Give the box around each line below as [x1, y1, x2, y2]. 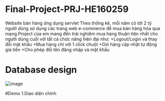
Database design [5, 64, 77, 75]
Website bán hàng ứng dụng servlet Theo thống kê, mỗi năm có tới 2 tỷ [5, 20, 152, 26]
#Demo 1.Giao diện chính [5, 90, 56, 96]
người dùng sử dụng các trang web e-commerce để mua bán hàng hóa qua [5, 25, 160, 31]
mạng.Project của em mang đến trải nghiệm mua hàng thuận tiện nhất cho [5, 30, 158, 36]
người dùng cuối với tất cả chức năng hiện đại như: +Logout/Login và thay [5, 36, 157, 42]
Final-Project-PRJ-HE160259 [5, 3, 129, 15]
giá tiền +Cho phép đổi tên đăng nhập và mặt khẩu [5, 46, 110, 52]
